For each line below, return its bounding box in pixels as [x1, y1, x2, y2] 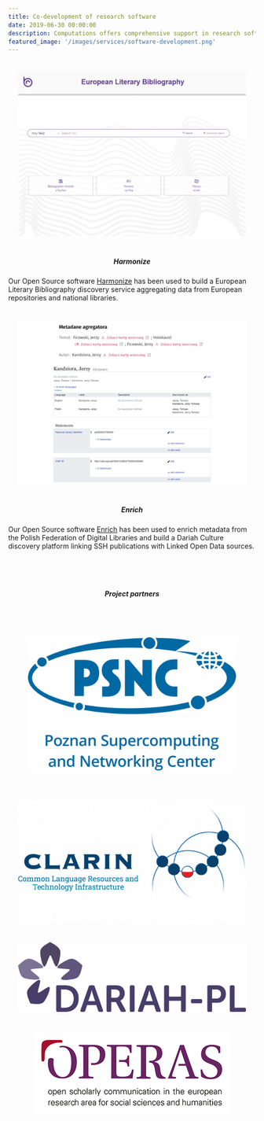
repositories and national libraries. [8, 293, 119, 303]
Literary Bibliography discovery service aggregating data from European [8, 285, 242, 294]
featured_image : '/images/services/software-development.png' [8, 38, 216, 46]
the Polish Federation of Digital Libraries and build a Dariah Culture [8, 533, 224, 543]
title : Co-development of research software [8, 13, 156, 20]
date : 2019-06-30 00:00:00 [8, 20, 97, 29]
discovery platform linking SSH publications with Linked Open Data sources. [8, 541, 255, 551]
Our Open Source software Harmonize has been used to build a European [8, 276, 247, 286]
